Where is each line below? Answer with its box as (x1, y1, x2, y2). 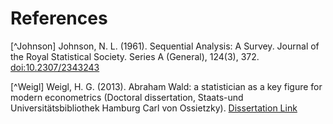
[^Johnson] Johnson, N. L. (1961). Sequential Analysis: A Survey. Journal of (10, 40, 320, 52)
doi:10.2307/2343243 (10, 61, 100, 73)
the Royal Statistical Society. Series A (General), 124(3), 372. (10, 50, 260, 62)
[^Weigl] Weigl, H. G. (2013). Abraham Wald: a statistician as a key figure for (10, 80, 323, 92)
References (10, 7, 108, 30)
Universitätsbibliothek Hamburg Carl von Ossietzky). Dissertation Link (10, 102, 298, 114)
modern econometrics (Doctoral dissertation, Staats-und (10, 91, 244, 103)
